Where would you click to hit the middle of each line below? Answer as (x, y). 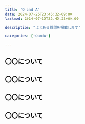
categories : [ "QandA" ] (28, 36)
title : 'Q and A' (22, 9)
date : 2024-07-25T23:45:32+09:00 (39, 14)
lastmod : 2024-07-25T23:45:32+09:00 (42, 18)
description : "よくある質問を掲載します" (43, 27)
